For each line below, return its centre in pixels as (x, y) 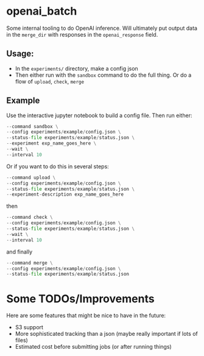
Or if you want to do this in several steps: (58, 166)
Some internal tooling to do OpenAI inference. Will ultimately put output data (102, 28)
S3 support (29, 327)
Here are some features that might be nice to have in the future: (86, 316)
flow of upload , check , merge (49, 81)
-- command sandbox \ (33, 126)
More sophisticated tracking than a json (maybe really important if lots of (106, 334)
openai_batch (42, 11)
